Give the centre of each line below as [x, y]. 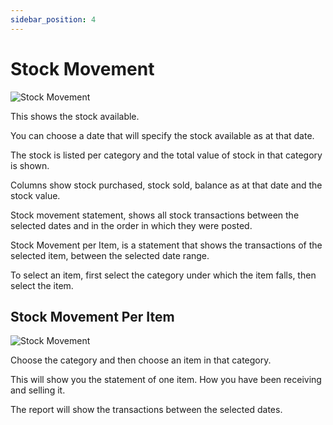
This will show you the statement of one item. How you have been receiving [166, 380]
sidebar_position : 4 [53, 19]
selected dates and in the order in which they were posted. [131, 225]
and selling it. [38, 390]
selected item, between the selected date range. [110, 255]
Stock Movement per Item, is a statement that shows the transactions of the [166, 245]
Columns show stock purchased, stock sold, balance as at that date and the [166, 185]
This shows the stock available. [75, 116]
